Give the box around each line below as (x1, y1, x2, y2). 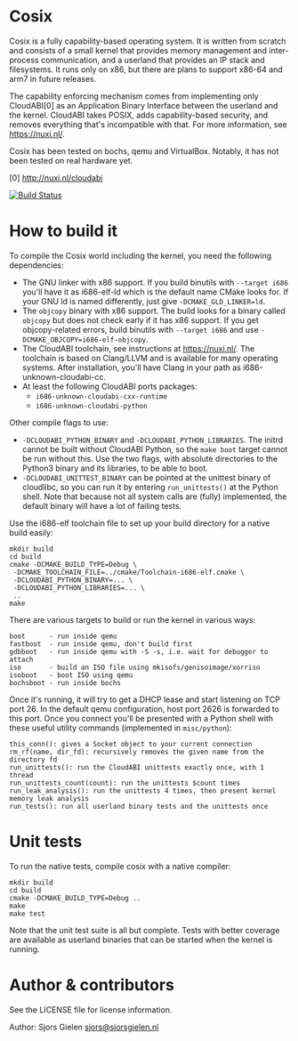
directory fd (9, 755, 58, 764)
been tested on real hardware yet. (9, 155, 133, 165)
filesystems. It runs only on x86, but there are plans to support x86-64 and (9, 64, 283, 75)
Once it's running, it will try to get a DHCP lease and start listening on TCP (9, 694, 280, 705)
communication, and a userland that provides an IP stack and (40, 54, 265, 65)
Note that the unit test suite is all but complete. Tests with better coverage (9, 924, 280, 935)
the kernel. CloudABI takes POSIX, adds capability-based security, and (9, 109, 269, 120)
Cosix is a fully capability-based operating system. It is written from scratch (9, 36, 286, 46)
